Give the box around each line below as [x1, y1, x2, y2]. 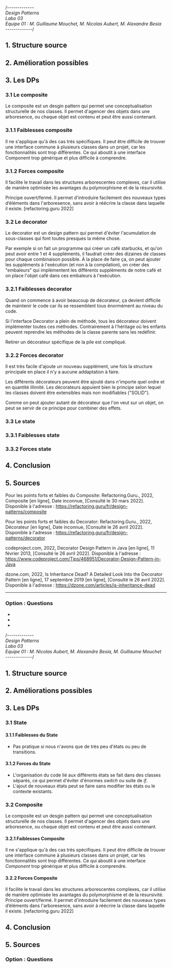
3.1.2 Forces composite [5, 167, 64, 175]
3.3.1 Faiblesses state [5, 431, 60, 438]
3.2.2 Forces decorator [5, 352, 64, 359]
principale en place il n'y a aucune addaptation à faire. [5, 369, 120, 375]
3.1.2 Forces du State [5, 761, 51, 767]
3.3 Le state [5, 418, 35, 425]
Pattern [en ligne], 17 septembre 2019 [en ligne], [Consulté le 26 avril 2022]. [5, 576, 165, 583]
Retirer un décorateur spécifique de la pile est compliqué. [5, 339, 126, 345]
